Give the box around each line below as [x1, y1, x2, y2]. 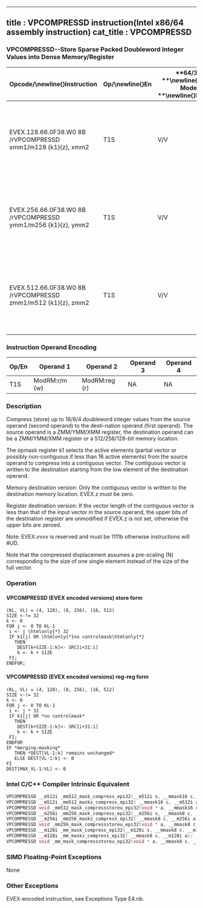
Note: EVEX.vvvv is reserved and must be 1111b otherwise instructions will [6, 533, 190, 541]
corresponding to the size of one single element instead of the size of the [6, 558, 189, 565]
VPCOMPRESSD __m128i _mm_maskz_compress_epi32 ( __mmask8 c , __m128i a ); [6, 833, 193, 839]
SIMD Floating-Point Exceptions [6, 852, 102, 861]
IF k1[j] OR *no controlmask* [8, 713, 85, 719]
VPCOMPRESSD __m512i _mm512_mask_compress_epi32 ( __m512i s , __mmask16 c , [6, 793, 196, 799]
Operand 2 [86, 362, 118, 370]
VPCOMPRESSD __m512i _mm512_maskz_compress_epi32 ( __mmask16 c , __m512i [6, 799, 193, 805]
